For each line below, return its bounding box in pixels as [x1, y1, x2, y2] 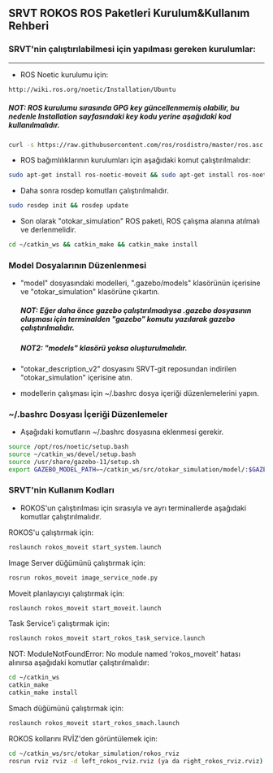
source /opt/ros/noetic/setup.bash [8, 442, 129, 450]
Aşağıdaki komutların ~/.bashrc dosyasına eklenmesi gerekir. [19, 427, 224, 436]
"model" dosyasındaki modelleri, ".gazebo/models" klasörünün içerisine [19, 278, 261, 288]
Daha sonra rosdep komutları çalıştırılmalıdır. [19, 186, 169, 196]
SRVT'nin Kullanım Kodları [8, 484, 115, 496]
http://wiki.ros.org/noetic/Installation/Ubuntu [8, 85, 176, 93]
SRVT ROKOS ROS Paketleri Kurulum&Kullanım [8, 7, 250, 20]
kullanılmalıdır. [8, 120, 60, 130]
